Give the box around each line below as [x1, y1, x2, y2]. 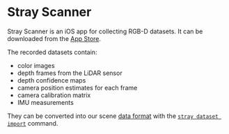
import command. [7, 119, 58, 127]
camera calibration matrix [17, 91, 91, 99]
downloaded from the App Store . [7, 34, 102, 42]
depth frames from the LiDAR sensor [17, 69, 123, 77]
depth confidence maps [17, 76, 86, 84]
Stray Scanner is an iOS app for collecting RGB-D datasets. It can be [7, 27, 203, 35]
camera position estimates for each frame [17, 83, 138, 92]
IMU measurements [17, 98, 74, 106]
